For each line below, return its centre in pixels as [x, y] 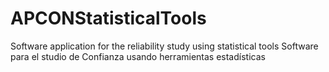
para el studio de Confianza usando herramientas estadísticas [138, 56]
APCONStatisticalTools [108, 18]
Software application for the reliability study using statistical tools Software [164, 46]
